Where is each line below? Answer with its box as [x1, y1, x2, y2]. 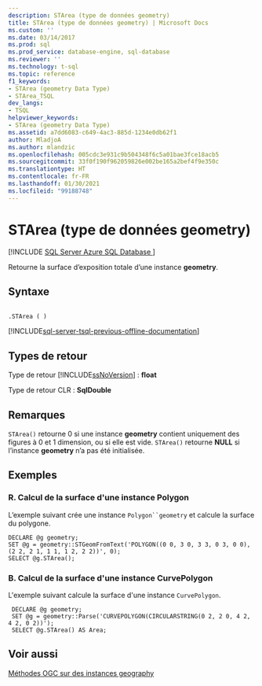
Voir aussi [8, 647, 58, 661]
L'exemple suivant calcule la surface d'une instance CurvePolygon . [8, 590, 221, 599]
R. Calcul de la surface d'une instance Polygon [8, 492, 190, 503]
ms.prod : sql [8, 41, 51, 49]
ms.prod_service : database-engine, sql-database [8, 48, 170, 56]
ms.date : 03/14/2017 [8, 33, 76, 42]
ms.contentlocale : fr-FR [8, 172, 89, 181]
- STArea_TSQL [8, 92, 55, 100]
